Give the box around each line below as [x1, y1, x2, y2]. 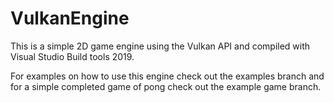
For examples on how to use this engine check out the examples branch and [10, 70, 325, 82]
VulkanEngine [10, 7, 130, 30]
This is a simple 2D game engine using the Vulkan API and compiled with [10, 40, 311, 52]
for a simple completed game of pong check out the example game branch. [10, 80, 322, 92]
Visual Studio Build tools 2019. [10, 50, 135, 62]
